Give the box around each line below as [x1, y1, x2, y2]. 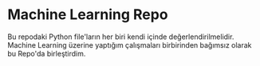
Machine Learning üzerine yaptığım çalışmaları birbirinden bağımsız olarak [7, 40, 252, 49]
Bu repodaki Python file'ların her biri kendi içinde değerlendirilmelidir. [7, 32, 234, 41]
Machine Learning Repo [7, 6, 168, 24]
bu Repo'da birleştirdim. [7, 49, 86, 58]
